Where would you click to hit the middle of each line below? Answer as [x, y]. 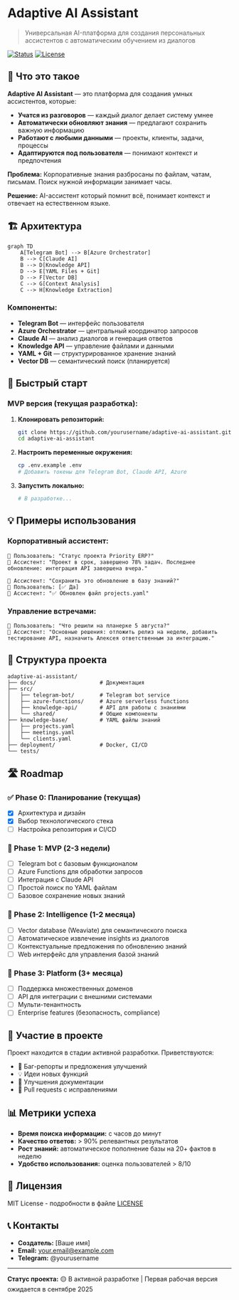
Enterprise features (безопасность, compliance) [89, 1013]
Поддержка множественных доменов [75, 989]
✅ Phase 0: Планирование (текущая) [74, 798]
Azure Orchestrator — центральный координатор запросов [108, 331]
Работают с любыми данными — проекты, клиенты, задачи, [111, 137]
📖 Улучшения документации [61, 1082]
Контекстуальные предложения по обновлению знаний [102, 946]
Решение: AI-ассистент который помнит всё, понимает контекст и [109, 195]
